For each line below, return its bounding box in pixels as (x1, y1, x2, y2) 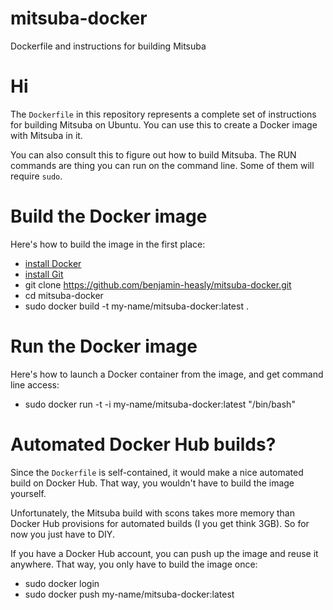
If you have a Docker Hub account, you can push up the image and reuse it (10, 547, 319, 559)
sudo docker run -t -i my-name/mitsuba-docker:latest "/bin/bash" (24, 398, 296, 410)
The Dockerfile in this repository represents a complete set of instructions (10, 108, 317, 120)
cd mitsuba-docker (24, 289, 104, 301)
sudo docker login (24, 577, 100, 589)
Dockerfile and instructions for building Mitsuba (10, 40, 207, 52)
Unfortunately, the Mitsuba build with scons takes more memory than (10, 507, 295, 519)
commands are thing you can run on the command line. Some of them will (10, 159, 315, 171)
